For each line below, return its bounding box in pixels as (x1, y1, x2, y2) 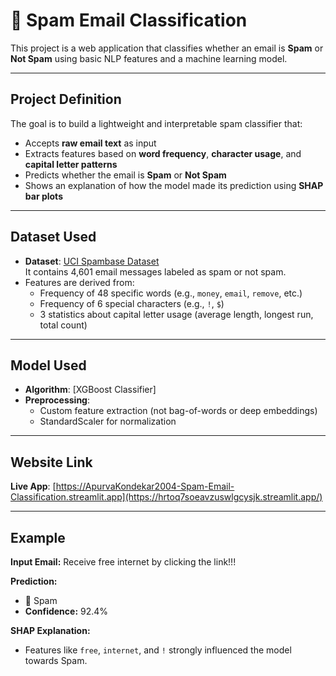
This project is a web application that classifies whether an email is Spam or (10, 42, 324, 54)
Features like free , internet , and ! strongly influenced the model (24, 644, 292, 656)
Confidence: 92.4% (24, 605, 109, 617)
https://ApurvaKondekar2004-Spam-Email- (55, 480, 235, 493)
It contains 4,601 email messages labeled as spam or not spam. (24, 265, 287, 278)
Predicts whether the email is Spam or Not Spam (24, 169, 227, 181)
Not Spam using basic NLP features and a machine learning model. (10, 52, 288, 64)
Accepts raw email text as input (24, 137, 157, 149)
